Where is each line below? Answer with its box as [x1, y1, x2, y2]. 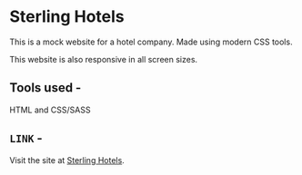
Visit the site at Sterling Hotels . [9, 154, 125, 165]
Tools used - [9, 80, 82, 96]
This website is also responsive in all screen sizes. [9, 53, 198, 64]
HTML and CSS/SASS [9, 104, 91, 115]
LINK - [9, 131, 43, 146]
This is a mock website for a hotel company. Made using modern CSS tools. [9, 36, 293, 47]
